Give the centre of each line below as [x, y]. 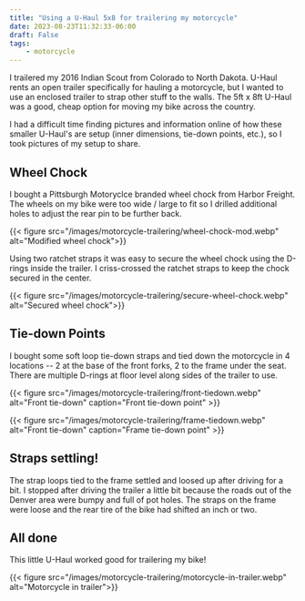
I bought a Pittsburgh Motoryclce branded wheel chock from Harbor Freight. [152, 194]
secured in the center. [51, 278]
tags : [20, 43]
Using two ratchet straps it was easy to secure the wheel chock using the [147, 258]
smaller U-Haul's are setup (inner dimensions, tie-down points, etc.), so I [146, 134]
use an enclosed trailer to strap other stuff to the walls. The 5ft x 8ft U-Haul [151, 97]
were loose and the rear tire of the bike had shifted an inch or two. [133, 509]
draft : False [34, 35]
